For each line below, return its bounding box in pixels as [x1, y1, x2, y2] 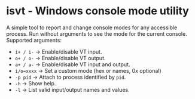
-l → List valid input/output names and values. [14, 86, 130, 93]
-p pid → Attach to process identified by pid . [14, 73, 126, 81]
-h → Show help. [14, 79, 56, 87]
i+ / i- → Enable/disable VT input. [14, 48, 102, 55]
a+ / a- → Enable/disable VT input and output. [14, 61, 130, 68]
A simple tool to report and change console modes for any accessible [6, 24, 178, 31]
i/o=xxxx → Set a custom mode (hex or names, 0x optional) [14, 67, 162, 74]
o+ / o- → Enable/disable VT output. [14, 54, 106, 61]
